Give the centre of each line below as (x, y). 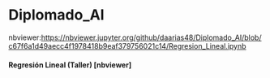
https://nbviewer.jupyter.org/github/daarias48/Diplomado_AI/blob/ (151, 37)
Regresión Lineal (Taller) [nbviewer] (70, 65)
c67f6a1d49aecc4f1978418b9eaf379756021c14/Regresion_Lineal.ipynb (127, 45)
